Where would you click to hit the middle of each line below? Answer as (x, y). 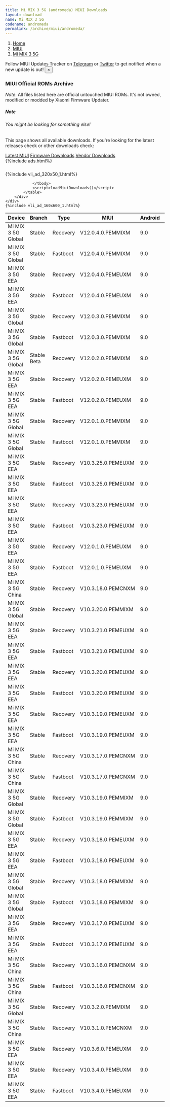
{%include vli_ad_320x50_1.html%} (41, 174)
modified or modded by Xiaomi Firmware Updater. (57, 100)
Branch (39, 218)
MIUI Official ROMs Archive (39, 84)
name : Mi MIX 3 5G (25, 19)
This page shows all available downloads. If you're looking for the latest (80, 140)
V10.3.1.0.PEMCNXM (106, 1028)
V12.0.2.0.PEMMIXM (105, 358)
